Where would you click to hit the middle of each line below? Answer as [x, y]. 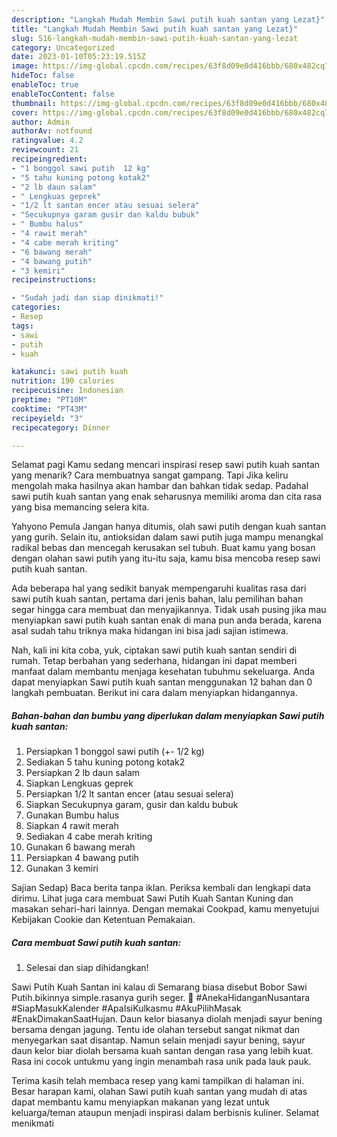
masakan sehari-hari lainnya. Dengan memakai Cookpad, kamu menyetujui [165, 909]
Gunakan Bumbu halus [72, 815]
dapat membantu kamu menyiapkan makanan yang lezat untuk [140, 1102]
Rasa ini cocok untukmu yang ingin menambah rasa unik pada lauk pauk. [161, 1062]
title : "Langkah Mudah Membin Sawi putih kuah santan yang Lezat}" [155, 29]
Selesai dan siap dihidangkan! [87, 968]
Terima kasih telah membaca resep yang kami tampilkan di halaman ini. [158, 1081]
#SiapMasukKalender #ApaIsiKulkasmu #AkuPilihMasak [126, 1008]
